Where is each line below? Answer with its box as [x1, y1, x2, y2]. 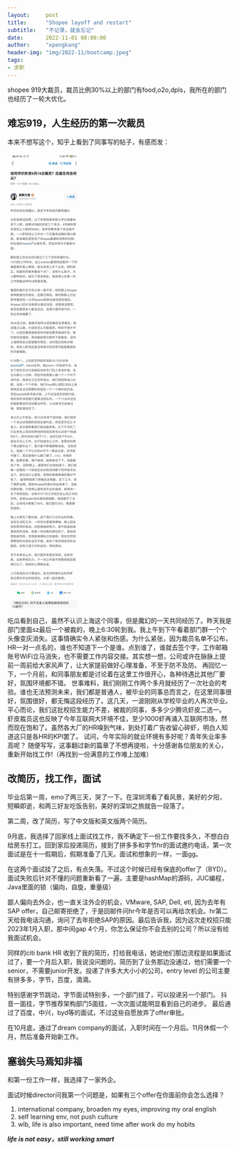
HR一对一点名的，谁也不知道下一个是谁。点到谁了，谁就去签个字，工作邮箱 [7, 643, 228, 651]
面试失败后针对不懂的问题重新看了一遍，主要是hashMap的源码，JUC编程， [7, 874, 228, 883]
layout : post [7, 11, 59, 19]
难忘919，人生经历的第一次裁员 [7, 118, 146, 130]
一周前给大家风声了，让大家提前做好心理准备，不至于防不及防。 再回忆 [13, 661, 221, 669]
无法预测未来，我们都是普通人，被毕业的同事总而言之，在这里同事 [31, 688, 225, 696]
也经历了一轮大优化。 [7, 94, 70, 103]
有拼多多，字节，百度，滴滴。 [7, 975, 95, 984]
